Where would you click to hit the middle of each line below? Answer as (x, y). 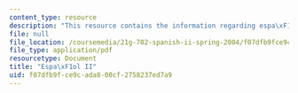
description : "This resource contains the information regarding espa (142, 26)
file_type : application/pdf (61, 50)
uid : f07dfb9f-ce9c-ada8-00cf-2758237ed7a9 (91, 75)
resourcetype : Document (53, 58)
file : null (29, 34)
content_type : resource (53, 17)
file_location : (37, 42)
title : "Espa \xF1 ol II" (53, 67)
